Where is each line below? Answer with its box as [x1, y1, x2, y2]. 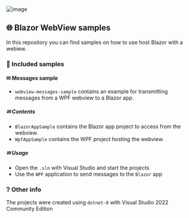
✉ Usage [6, 149, 29, 156]
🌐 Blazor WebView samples [6, 23, 111, 33]
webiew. [6, 45, 27, 52]
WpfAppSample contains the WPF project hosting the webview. [14, 135, 164, 142]
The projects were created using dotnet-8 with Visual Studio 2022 [6, 199, 169, 206]
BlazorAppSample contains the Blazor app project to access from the [14, 123, 181, 130]
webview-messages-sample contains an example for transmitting [14, 88, 168, 95]
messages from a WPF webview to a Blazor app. [14, 94, 134, 101]
